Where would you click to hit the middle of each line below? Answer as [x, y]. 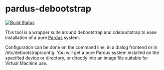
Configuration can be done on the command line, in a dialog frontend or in [81, 47]
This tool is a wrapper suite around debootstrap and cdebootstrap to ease [81, 32]
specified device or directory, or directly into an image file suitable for [77, 57]
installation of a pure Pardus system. [43, 37]
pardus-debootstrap [48, 9]
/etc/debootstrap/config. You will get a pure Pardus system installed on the [82, 52]
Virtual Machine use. [26, 63]
